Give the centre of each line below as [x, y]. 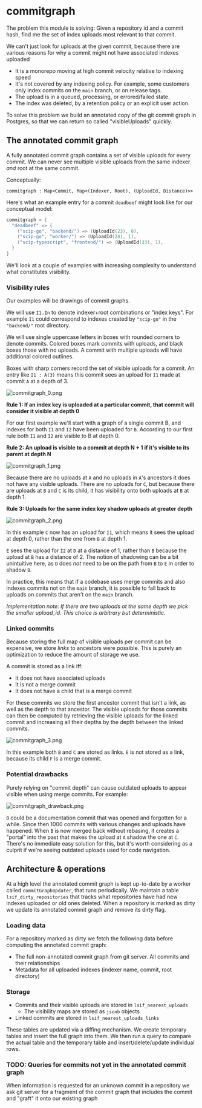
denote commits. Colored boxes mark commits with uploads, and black [95, 344]
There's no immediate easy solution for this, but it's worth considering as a [99, 843]
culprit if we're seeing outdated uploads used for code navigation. [88, 850]
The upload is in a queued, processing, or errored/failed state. [92, 97]
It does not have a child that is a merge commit [73, 691]
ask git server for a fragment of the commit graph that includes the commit [99, 1092]
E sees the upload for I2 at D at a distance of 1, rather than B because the [96, 550]
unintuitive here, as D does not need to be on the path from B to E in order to [100, 564]
